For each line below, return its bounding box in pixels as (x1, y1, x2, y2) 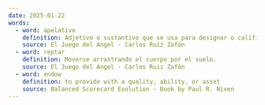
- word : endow (15, 70, 62, 78)
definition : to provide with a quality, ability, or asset (22, 77, 221, 85)
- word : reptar (15, 48, 65, 56)
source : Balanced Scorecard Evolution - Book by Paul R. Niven (22, 84, 235, 93)
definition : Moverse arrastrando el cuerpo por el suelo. (22, 56, 217, 64)
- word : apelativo (15, 26, 77, 34)
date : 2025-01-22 (8, 11, 65, 20)
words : (8, 19, 30, 27)
